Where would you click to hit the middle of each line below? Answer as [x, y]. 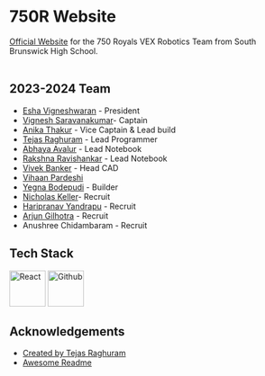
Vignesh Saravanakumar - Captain [85, 120]
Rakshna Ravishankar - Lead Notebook [95, 158]
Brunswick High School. [54, 50]
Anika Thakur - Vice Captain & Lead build [99, 130]
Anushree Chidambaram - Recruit [85, 225]
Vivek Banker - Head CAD [70, 167]
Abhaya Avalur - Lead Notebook [82, 148]
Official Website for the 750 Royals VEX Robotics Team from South [133, 41]
